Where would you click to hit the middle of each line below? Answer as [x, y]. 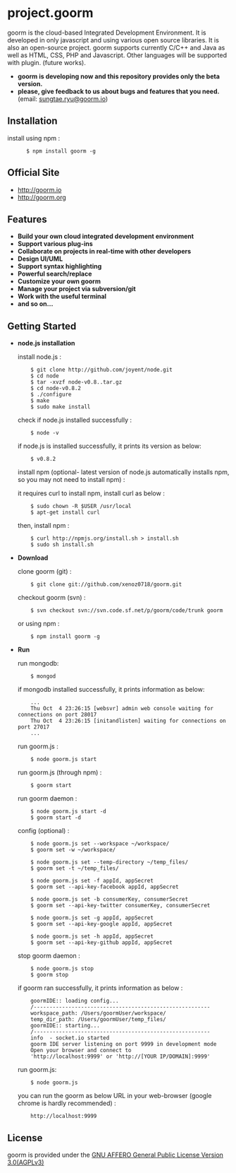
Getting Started [42, 326]
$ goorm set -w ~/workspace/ [73, 850]
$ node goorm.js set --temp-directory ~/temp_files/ [110, 862]
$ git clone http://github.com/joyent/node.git [101, 370]
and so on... [35, 304]
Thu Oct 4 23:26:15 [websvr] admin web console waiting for [122, 709]
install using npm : [34, 138]
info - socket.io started [70, 1038]
